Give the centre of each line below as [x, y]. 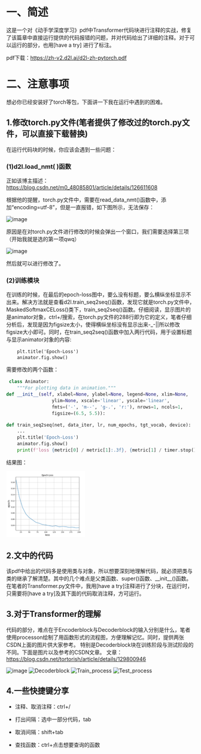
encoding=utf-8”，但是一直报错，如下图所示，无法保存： [84, 207]
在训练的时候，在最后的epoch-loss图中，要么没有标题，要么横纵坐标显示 [96, 295]
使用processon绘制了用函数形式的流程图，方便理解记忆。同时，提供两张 [95, 637]
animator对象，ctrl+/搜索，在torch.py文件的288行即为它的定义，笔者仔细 [101, 317]
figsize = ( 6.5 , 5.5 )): [79, 413]
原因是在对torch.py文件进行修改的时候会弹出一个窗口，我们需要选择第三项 [98, 231]
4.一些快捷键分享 [38, 691]
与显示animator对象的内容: [39, 340]
